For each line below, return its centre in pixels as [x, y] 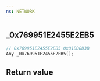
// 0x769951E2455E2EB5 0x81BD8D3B [48, 48]
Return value [30, 72]
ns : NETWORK [20, 11]
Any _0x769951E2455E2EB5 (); [40, 54]
